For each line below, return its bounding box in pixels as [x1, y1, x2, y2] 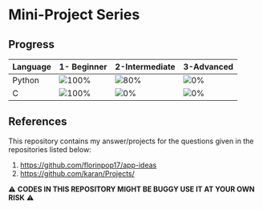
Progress [8, 38, 55, 51]
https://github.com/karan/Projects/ [19, 168, 135, 178]
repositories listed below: [8, 144, 92, 154]
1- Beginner [59, 62, 107, 72]
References [8, 115, 67, 129]
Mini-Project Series [8, 6, 140, 24]
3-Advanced [183, 62, 234, 72]
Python [12, 74, 40, 86]
